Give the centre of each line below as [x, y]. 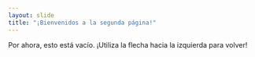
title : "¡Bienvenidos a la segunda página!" [82, 23]
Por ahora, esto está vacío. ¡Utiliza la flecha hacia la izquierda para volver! [128, 45]
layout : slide [31, 15]
